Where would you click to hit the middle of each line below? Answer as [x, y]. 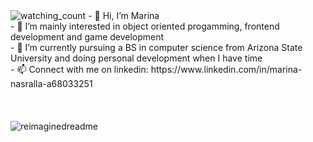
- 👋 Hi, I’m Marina [124, 15]
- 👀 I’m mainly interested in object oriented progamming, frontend [145, 26]
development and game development [87, 37]
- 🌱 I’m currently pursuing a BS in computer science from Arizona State [156, 47]
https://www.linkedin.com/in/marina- [226, 69]
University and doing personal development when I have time [136, 58]
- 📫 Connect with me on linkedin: [79, 69]
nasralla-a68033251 [51, 83]
